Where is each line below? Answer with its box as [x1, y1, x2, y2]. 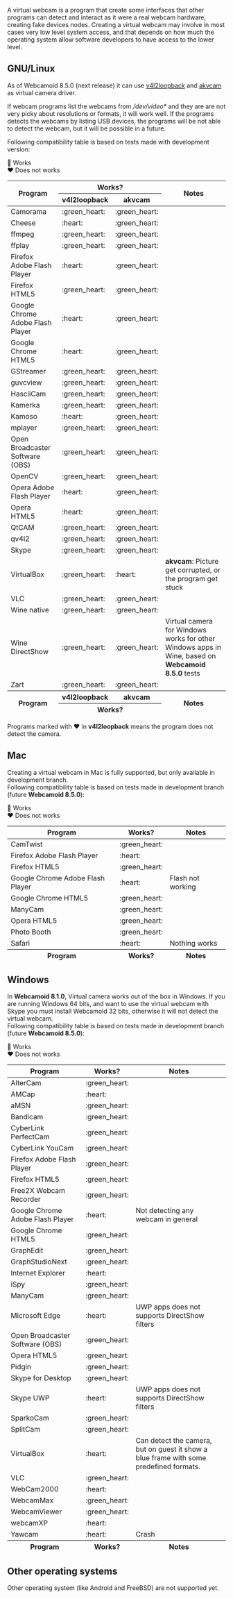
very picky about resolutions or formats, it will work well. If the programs [7, 109, 214, 117]
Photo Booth [10, 927, 51, 937]
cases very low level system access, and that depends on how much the [7, 28, 215, 36]
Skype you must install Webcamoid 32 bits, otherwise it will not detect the [7, 1007, 218, 1016]
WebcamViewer [10, 1507, 62, 1516]
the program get [165, 574, 218, 583]
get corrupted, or [165, 565, 221, 575]
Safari [10, 938, 30, 948]
